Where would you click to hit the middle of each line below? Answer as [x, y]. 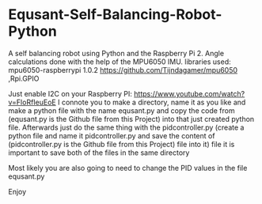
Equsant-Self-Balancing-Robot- [115, 15]
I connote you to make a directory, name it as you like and [152, 102]
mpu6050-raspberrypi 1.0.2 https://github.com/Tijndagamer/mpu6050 [123, 70]
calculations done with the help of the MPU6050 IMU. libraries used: [120, 62]
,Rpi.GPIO [24, 78]
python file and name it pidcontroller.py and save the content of [112, 135]
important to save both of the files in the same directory [99, 153]
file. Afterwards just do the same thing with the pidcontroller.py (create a [126, 127]
